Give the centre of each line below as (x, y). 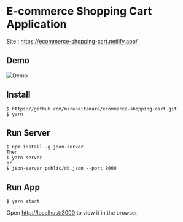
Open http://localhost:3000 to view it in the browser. (72, 213)
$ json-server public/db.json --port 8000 (61, 169)
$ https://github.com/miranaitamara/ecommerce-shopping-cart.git (91, 109)
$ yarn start (23, 201)
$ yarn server (25, 158)
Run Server (28, 133)
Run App (23, 187)
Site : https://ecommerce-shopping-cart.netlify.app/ (72, 41)
